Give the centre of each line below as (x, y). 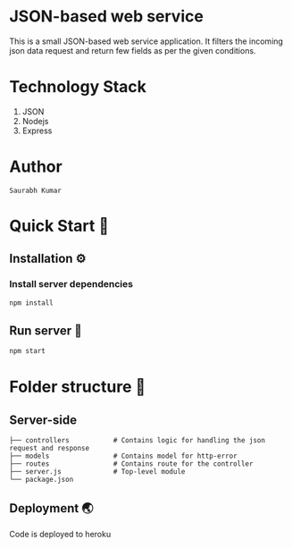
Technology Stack (78, 87)
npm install (31, 303)
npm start (28, 351)
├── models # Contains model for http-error (124, 456)
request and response (50, 449)
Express (37, 131)
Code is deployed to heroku (60, 535)
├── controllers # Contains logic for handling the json (138, 441)
